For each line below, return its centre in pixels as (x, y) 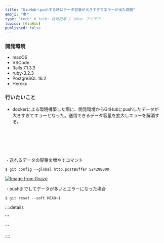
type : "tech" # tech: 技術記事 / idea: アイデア (53, 19)
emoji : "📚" (17, 14)
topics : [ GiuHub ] (23, 24)
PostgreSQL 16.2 (29, 78)
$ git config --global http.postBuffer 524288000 (57, 169)
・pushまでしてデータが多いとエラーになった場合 (56, 189)
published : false (23, 28)
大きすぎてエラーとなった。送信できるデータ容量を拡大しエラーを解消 (84, 115)
